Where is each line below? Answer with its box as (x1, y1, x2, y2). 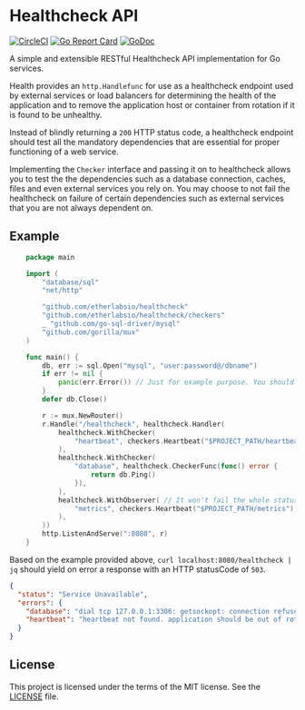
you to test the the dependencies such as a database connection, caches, (9, 173, 286, 184)
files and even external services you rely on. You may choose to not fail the (9, 182, 290, 193)
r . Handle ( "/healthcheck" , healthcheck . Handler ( (42, 419, 225, 429)
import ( (25, 269, 59, 278)
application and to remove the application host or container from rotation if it (9, 99, 295, 110)
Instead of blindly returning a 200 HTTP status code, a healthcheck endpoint (9, 126, 294, 137)
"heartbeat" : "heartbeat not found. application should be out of (25, 615, 282, 625)
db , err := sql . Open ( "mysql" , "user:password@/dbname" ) (42, 360, 258, 370)
